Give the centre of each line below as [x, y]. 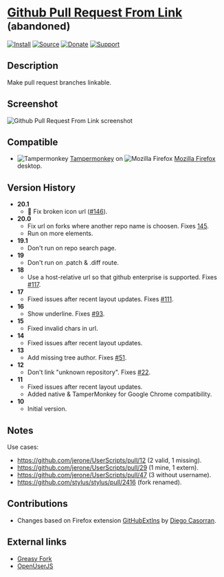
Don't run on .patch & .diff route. [73, 263]
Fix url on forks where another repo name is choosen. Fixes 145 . [118, 226]
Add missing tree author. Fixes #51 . [77, 358]
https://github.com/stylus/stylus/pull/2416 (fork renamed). [99, 482]
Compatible [33, 142]
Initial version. [47, 409]
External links [37, 542]
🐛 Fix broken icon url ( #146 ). [67, 212]
